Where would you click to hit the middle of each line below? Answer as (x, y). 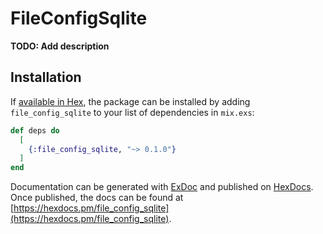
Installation (46, 77)
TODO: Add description (60, 46)
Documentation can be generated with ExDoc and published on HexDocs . (162, 187)
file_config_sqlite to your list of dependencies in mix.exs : (132, 112)
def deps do (35, 130)
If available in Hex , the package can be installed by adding (130, 101)
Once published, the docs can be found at (97, 198)
